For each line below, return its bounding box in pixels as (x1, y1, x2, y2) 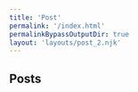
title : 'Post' (9, 13, 62, 22)
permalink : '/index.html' (9, 21, 105, 30)
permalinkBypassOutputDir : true (9, 29, 129, 38)
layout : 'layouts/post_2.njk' (9, 38, 122, 47)
